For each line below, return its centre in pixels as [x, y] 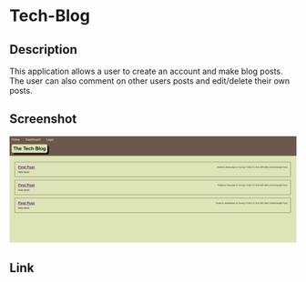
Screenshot [43, 119]
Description [43, 50]
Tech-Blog [50, 16]
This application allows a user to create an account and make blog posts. [147, 71]
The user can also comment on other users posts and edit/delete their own [149, 81]
